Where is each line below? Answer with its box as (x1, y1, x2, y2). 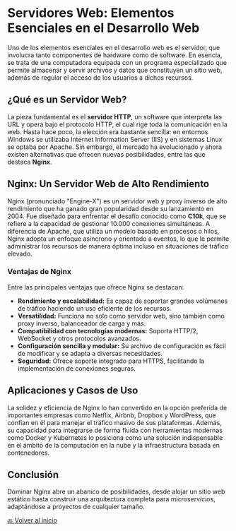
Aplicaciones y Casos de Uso (7, 385, 138, 397)
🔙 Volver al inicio (7, 516, 58, 525)
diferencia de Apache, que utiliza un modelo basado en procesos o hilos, (7, 227, 220, 235)
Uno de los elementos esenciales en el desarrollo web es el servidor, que (7, 43, 220, 52)
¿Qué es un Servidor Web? (7, 94, 127, 106)
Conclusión (7, 469, 59, 481)
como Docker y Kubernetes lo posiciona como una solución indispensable (7, 433, 223, 442)
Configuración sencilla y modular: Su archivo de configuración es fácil (17, 341, 226, 350)
